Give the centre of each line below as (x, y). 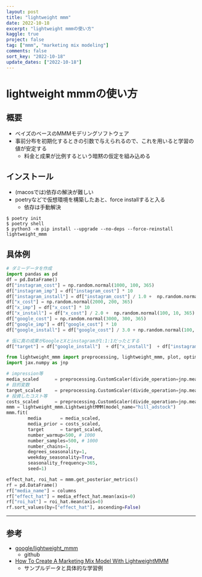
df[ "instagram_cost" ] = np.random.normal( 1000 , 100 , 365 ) (80, 285)
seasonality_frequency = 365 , (63, 463)
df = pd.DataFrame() (32, 279)
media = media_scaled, (64, 418)
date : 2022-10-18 (28, 23)
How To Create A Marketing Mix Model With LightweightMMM (92, 561)
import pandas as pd (32, 274)
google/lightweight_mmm (46, 548)
